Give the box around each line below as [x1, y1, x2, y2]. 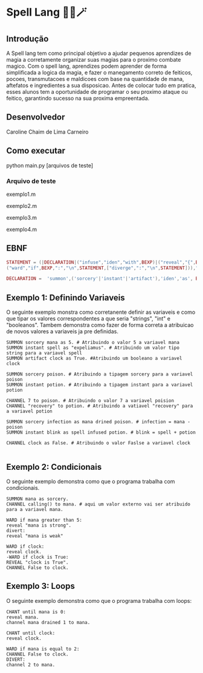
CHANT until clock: [6, 630, 56, 636]
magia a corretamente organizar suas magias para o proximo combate [6, 56, 181, 63]
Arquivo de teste [6, 177, 56, 185]
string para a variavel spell [6, 350, 83, 356]
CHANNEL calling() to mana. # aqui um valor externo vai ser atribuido [6, 501, 190, 507]
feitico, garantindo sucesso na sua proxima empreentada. [6, 95, 150, 102]
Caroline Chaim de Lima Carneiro [6, 128, 89, 135]
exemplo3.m [6, 213, 37, 221]
